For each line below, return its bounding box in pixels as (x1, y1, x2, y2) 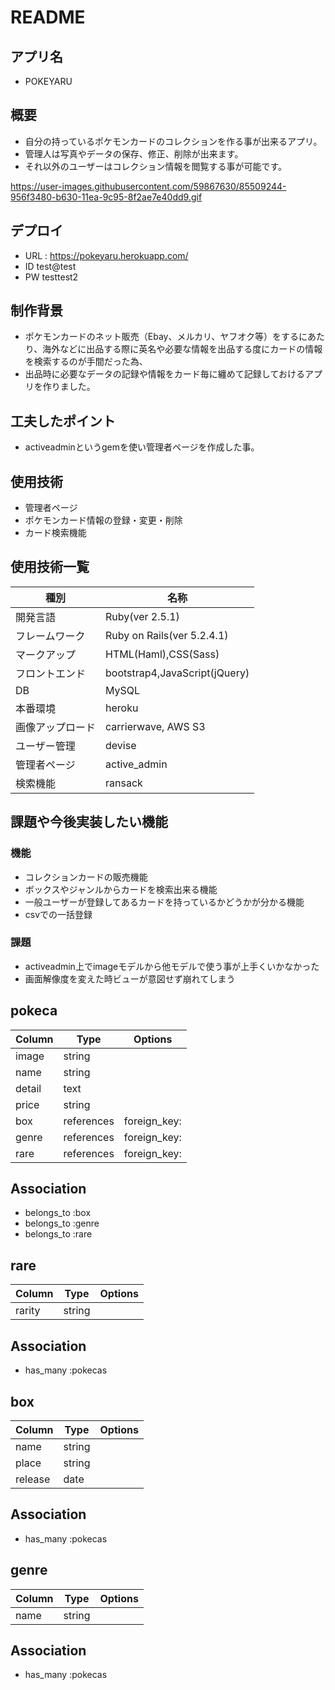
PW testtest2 (24, 271, 79, 283)
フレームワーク (15, 629, 86, 643)
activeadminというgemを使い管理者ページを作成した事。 (24, 441, 260, 453)
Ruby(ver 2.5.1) (105, 609, 180, 623)
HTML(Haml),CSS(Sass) (105, 647, 220, 661)
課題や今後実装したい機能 (10, 814, 168, 831)
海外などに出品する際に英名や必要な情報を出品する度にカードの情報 (42, 343, 323, 355)
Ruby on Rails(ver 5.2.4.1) (105, 628, 229, 642)
